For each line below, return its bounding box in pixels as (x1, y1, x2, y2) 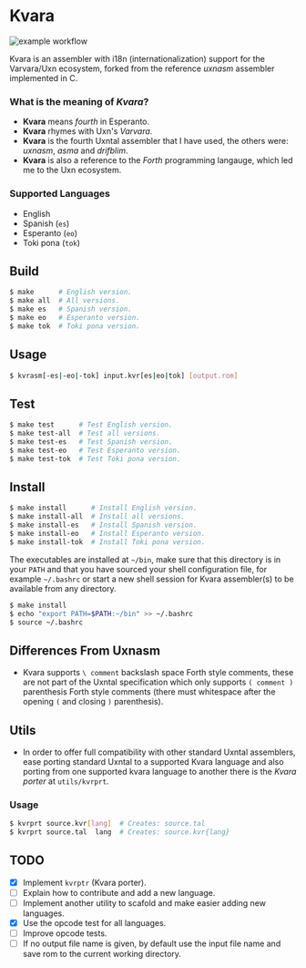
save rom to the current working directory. (22, 949, 182, 960)
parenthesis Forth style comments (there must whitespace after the (22, 686, 276, 697)
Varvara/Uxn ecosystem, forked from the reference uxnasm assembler (9, 63, 275, 74)
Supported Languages (9, 188, 111, 201)
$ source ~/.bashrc (9, 617, 84, 627)
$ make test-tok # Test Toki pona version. (9, 454, 181, 463)
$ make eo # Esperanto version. (9, 313, 141, 322)
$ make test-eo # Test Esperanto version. (9, 446, 181, 455)
